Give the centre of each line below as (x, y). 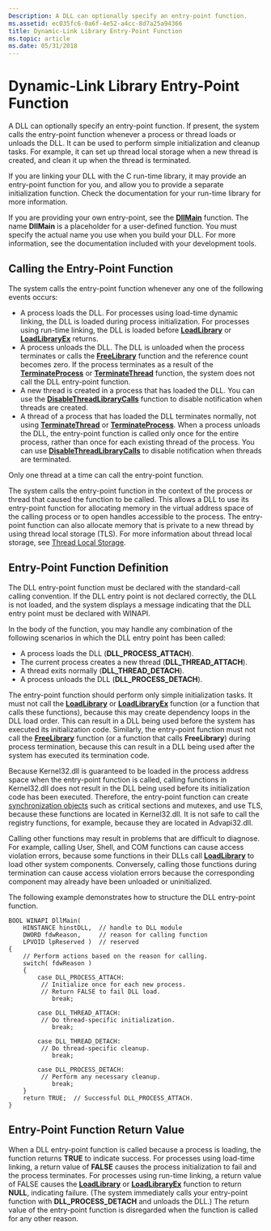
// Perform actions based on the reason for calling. (115, 956)
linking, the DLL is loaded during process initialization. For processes (135, 321)
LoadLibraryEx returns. (59, 338)
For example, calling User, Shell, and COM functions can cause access (126, 847)
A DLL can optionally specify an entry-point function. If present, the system (134, 126)
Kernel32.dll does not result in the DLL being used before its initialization (129, 788)
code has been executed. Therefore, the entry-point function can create (129, 796)
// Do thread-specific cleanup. (95, 1048)
